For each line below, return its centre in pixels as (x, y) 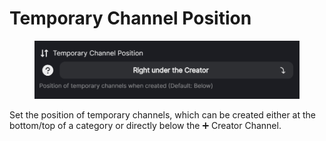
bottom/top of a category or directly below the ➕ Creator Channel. (145, 125)
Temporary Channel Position (130, 18)
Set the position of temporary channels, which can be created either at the (163, 114)
